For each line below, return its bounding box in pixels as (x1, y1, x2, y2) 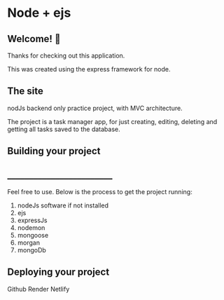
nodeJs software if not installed (17, 201, 109, 210)
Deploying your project (7, 266, 110, 278)
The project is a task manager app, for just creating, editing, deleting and (7, 117, 218, 125)
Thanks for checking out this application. (7, 51, 125, 60)
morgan (17, 238, 41, 247)
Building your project (7, 145, 101, 157)
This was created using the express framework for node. (7, 65, 171, 73)
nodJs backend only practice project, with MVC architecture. (7, 104, 183, 112)
